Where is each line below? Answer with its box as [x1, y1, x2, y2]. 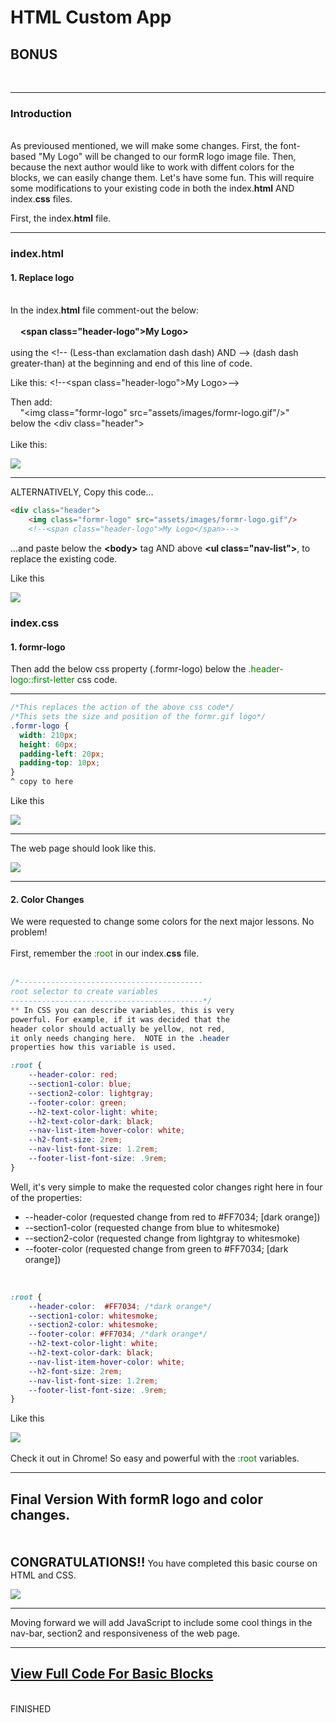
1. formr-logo [10, 641, 66, 653]
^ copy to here [10, 777, 74, 787]
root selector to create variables [10, 987, 159, 997]
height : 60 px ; [19, 739, 78, 750]
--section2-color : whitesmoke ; [28, 1320, 159, 1330]
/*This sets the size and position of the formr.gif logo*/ [10, 712, 267, 722]
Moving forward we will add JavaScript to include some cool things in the [10, 1617, 313, 1629]
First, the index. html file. [10, 212, 112, 225]
